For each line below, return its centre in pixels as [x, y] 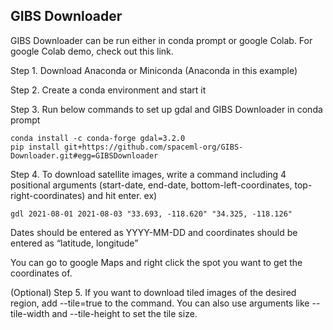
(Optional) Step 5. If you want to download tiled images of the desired [153, 292]
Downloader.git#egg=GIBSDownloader [84, 155]
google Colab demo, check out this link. [92, 51]
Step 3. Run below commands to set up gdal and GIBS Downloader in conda [166, 109]
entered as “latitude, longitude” [74, 243]
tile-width [30, 313]
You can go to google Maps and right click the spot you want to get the [156, 262]
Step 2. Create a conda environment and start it [108, 90]
